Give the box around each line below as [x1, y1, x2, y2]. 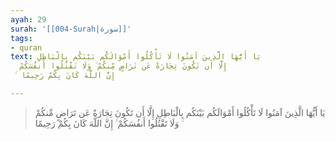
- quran [10, 42, 43, 53]
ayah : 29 [10, 14, 47, 25]
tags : [10, 33, 33, 43]
